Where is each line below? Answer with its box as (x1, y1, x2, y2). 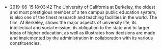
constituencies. (9, 40, 41, 46)
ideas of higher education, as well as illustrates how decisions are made (9, 30, 156, 35)
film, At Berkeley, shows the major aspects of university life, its (9, 19, 136, 25)
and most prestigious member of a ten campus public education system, (9, 9, 157, 15)
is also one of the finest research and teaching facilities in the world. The (9, 15, 157, 20)
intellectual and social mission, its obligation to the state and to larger (9, 25, 150, 31)
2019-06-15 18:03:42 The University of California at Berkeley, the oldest (9, 4, 156, 10)
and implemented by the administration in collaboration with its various (9, 35, 153, 41)
